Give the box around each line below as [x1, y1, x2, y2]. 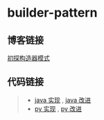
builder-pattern [7, 5, 98, 21]
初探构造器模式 [7, 54, 50, 62]
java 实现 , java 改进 [34, 96, 92, 104]
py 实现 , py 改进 [34, 104, 82, 112]
